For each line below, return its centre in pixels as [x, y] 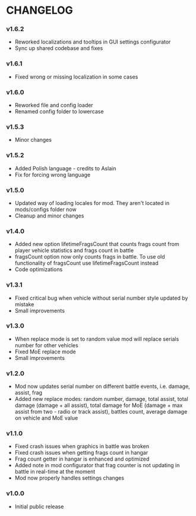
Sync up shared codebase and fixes [59, 48]
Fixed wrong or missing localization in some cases [76, 77]
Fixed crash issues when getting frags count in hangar [81, 453]
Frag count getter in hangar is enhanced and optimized [82, 459]
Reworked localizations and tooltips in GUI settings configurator [93, 42]
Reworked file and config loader [54, 105]
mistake [24, 304]
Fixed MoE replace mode [45, 352]
